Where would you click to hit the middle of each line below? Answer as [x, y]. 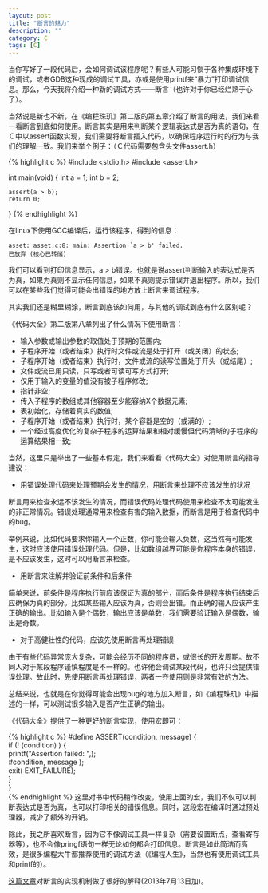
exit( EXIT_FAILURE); [42, 771]
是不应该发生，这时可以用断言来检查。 [71, 559]
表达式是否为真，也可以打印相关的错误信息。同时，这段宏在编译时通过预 [134, 807]
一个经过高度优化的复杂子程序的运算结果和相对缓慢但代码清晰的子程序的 [138, 431]
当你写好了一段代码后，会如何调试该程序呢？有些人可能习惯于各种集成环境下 [134, 70]
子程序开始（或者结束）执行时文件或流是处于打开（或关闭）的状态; [129, 351]
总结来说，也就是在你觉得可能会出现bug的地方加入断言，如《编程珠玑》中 [130, 694]
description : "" [35, 30]
